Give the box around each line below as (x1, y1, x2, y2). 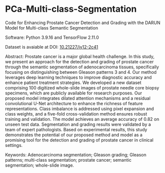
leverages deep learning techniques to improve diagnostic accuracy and (5, 74, 152, 80)
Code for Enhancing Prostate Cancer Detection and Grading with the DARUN (5, 20, 161, 26)
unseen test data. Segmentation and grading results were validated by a (5, 121, 151, 127)
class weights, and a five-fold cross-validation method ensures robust (5, 111, 147, 116)
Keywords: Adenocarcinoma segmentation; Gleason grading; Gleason (5, 151, 147, 158)
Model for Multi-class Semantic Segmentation (5, 25, 99, 30)
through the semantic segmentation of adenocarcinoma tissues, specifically (5, 64, 159, 70)
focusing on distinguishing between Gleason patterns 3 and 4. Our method (5, 69, 157, 75)
